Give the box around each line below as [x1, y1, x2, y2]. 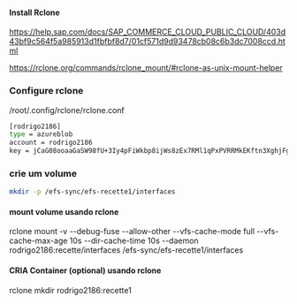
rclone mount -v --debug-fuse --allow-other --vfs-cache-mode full [9, 226, 255, 237]
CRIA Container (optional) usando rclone [9, 265, 162, 276]
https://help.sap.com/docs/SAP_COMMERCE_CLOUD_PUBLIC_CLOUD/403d [9, 27, 286, 37]
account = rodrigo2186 [9, 138, 93, 148]
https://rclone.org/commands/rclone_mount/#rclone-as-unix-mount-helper [9, 63, 283, 73]
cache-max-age [9, 235, 68, 247]
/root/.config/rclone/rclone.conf [9, 104, 126, 115]
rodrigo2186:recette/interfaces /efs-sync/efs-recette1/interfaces [9, 245, 244, 255]
